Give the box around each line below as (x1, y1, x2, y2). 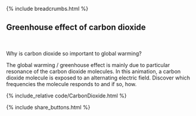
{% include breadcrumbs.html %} (6, 5, 88, 12)
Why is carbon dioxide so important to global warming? (6, 50, 142, 57)
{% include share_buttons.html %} (6, 103, 91, 111)
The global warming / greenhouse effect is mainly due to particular (6, 61, 170, 68)
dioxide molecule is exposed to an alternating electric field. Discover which (6, 74, 191, 81)
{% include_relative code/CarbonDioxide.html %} (6, 92, 127, 99)
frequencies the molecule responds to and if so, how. (6, 80, 137, 87)
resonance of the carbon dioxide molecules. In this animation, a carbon (6, 68, 181, 75)
